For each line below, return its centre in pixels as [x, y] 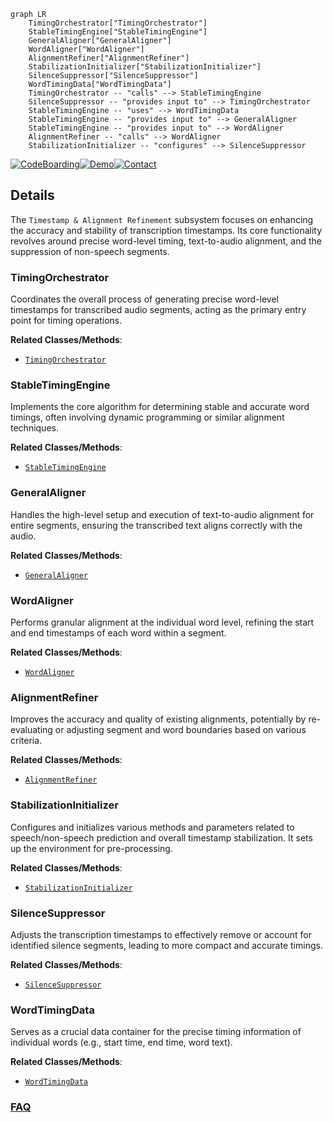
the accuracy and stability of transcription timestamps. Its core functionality [166, 230]
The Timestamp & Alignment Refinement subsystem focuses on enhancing [162, 219]
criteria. [26, 741]
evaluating [31, 730]
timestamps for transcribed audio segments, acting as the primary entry [158, 310]
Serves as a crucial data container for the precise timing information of [156, 1032]
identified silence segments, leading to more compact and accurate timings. [166, 945]
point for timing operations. [66, 321]
